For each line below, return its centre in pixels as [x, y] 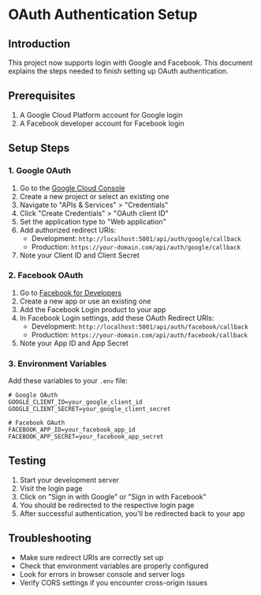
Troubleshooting [50, 539]
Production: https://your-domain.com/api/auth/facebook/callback [140, 334]
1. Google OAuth [40, 171]
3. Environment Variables [58, 363]
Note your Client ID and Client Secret [80, 255]
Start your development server [69, 480]
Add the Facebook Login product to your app [93, 309]
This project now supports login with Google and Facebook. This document [130, 62]
